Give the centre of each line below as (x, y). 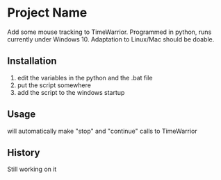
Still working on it (32, 169)
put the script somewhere (54, 85)
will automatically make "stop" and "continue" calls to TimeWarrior (102, 131)
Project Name (47, 13)
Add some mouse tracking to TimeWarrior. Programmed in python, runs (109, 32)
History (24, 153)
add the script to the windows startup (71, 92)
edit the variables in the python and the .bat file (85, 78)
